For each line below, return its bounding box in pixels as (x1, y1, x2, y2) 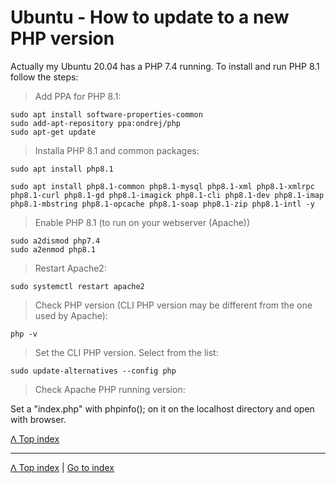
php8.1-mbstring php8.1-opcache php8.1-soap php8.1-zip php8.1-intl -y (10, 199, 315, 209)
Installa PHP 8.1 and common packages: (34, 144, 200, 156)
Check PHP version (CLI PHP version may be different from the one (34, 299, 313, 311)
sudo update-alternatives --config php (10, 366, 177, 376)
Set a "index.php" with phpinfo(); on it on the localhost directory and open (10, 402, 315, 415)
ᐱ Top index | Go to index (10, 461, 115, 473)
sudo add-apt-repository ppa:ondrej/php (10, 118, 182, 128)
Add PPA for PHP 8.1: (34, 90, 122, 102)
